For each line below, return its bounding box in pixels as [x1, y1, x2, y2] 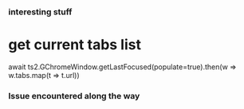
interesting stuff [8, 6, 73, 18]
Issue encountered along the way [8, 90, 140, 101]
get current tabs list [8, 36, 142, 54]
